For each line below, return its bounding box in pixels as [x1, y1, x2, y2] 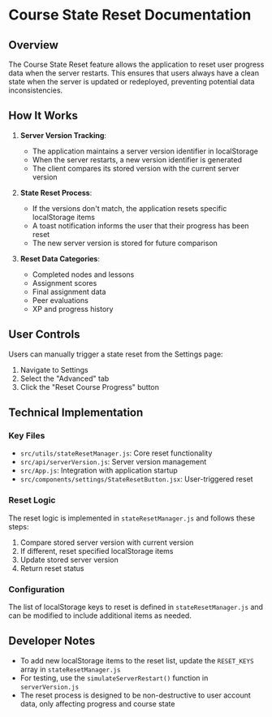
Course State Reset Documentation [8, 6, 252, 24]
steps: [8, 521, 29, 531]
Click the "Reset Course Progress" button [19, 382, 160, 391]
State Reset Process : [19, 188, 93, 197]
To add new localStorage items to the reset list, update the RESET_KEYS [19, 655, 254, 665]
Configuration [8, 583, 65, 594]
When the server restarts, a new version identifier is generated [32, 154, 242, 164]
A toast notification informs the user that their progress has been [32, 221, 249, 231]
